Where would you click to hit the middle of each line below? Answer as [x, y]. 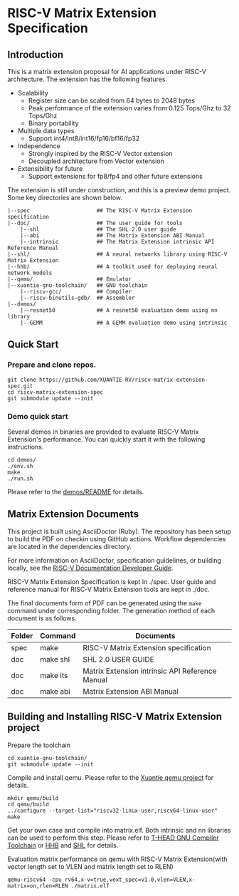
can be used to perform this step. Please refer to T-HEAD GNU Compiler [113, 838]
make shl [55, 659]
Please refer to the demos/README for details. [76, 491]
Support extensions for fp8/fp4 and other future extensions [115, 176]
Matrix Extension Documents [73, 514]
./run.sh [20, 479]
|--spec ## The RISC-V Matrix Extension [100, 211]
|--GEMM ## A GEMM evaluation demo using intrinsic [124, 323]
